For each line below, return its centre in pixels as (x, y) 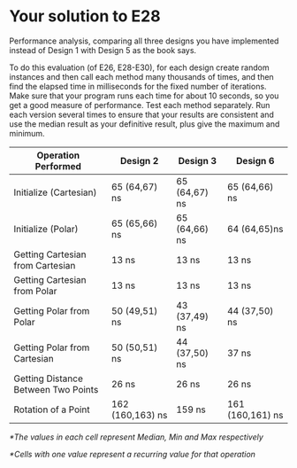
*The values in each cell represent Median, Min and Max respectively (136, 437)
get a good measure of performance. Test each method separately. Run (140, 105)
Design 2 (140, 160)
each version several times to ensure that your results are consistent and (141, 114)
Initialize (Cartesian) (55, 192)
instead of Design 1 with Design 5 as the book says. (103, 50)
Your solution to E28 (85, 16)
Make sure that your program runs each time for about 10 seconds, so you (144, 96)
